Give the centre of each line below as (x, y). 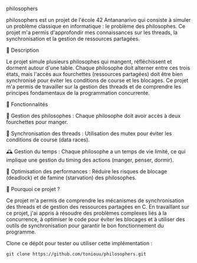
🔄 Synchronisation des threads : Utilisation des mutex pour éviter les (89, 133)
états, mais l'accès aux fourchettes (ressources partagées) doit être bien (94, 74)
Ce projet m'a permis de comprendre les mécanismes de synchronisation (95, 200)
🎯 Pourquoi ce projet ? (33, 189)
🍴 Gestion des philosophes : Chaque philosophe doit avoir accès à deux (93, 116)
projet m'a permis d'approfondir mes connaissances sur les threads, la (92, 32)
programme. (21, 232)
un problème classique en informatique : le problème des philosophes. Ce (96, 26)
